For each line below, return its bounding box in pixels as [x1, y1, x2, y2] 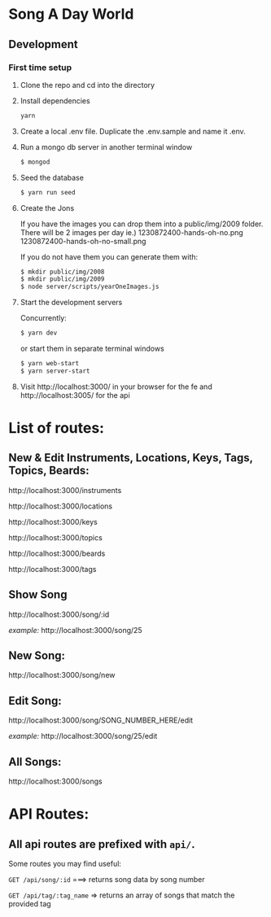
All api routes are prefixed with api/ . [8, 837, 195, 851]
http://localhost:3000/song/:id [8, 609, 110, 619]
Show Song [8, 587, 68, 602]
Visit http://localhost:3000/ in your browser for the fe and [20, 382, 213, 391]
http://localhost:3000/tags [8, 564, 97, 574]
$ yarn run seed [20, 188, 76, 196]
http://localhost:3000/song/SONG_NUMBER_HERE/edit [8, 715, 194, 725]
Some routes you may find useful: [8, 859, 122, 868]
